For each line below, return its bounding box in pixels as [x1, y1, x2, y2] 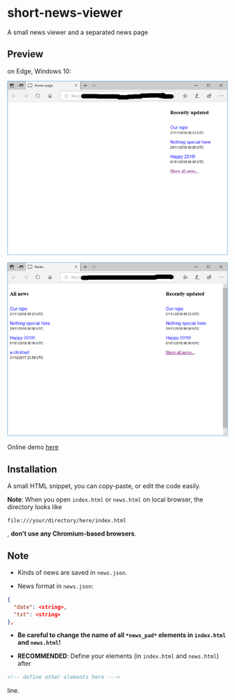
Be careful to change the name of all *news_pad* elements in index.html [17, 631, 226, 639]
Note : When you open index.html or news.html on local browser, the [7, 495, 204, 504]
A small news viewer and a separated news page [7, 28, 148, 36]
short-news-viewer [7, 5, 123, 21]
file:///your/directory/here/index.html [7, 517, 127, 524]
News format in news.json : [17, 582, 94, 590]
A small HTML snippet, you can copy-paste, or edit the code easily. [7, 482, 201, 490]
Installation [7, 463, 57, 475]
